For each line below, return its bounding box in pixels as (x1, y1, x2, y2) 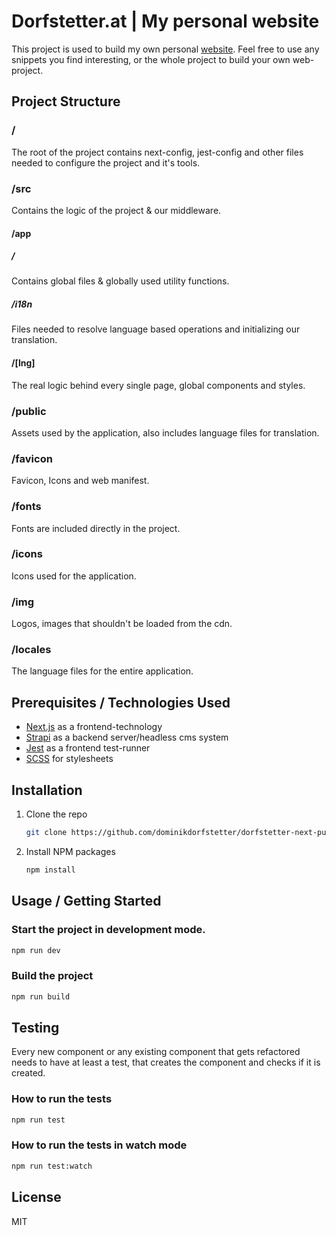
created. (11, 1067, 46, 1079)
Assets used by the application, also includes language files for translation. (11, 426, 320, 439)
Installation (11, 781, 83, 799)
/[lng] (11, 357, 36, 369)
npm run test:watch (11, 1161, 93, 1171)
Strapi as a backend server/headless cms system (25, 731, 229, 744)
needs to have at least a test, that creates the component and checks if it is (11, 1056, 321, 1069)
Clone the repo (25, 808, 88, 820)
